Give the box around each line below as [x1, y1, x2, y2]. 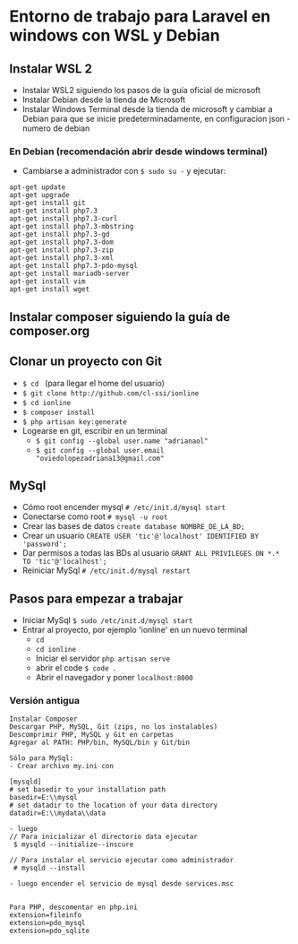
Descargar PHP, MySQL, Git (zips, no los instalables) [9, 723, 218, 732]
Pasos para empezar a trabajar [9, 591, 183, 606]
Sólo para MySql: [9, 754, 74, 763]
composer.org [9, 323, 90, 338]
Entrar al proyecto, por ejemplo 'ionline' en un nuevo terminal [21, 625, 248, 636]
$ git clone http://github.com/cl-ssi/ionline [21, 388, 200, 398]
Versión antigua [9, 695, 81, 707]
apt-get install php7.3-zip [9, 246, 115, 255]
